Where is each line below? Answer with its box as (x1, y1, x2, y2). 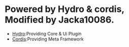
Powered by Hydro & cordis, (5, 3, 125, 15)
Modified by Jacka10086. (5, 14, 115, 25)
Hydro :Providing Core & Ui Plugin (12, 30, 82, 36)
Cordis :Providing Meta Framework (12, 36, 84, 42)
